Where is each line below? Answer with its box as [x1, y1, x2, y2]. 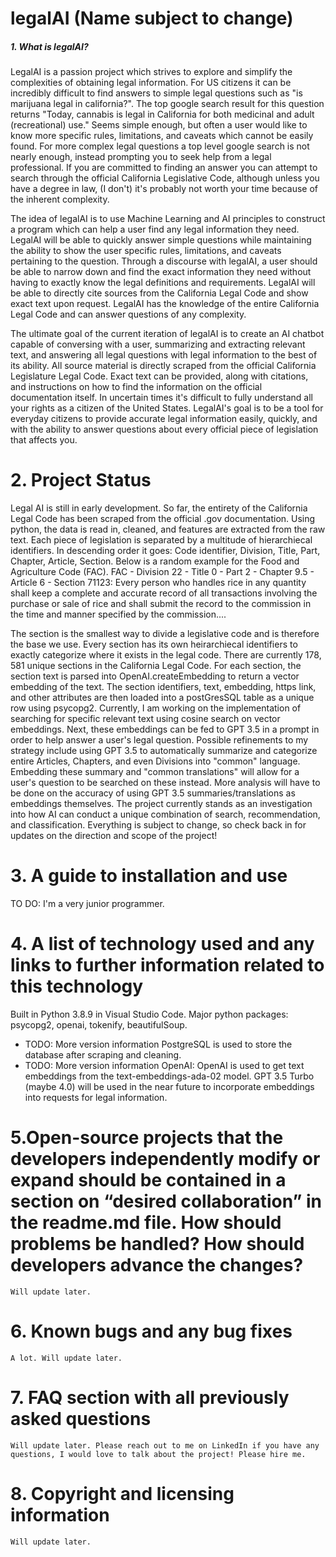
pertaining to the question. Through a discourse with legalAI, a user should [10, 255, 318, 267]
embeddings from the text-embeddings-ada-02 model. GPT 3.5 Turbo [24, 1070, 315, 1082]
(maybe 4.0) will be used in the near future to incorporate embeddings [24, 1080, 315, 1092]
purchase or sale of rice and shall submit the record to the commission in [10, 598, 312, 610]
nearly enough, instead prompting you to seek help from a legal [10, 151, 272, 163]
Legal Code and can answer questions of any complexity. [10, 308, 247, 321]
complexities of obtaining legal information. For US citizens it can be [10, 77, 292, 89]
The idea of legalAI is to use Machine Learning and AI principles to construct [10, 213, 326, 225]
